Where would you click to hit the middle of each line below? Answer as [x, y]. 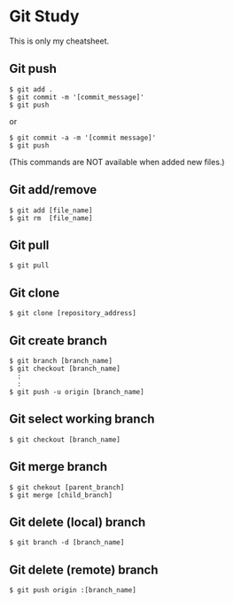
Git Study [44, 16]
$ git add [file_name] [51, 210]
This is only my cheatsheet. [59, 41]
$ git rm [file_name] [51, 218]
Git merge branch [58, 467]
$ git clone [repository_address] [73, 313]
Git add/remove [53, 190]
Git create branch [58, 341]
